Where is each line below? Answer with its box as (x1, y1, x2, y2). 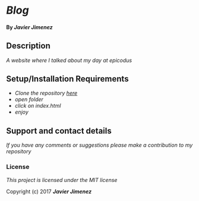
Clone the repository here (14, 90, 78, 97)
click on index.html (14, 102, 61, 109)
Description (6, 41, 50, 51)
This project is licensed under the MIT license (6, 176, 118, 183)
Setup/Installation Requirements (6, 74, 129, 84)
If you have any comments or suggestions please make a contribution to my (6, 142, 193, 149)
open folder (14, 96, 43, 103)
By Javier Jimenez (6, 23, 53, 30)
